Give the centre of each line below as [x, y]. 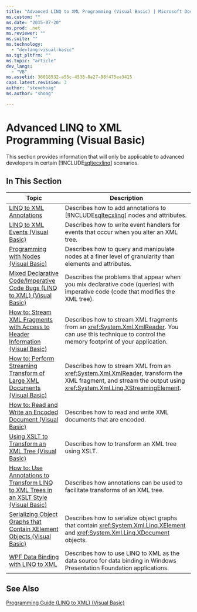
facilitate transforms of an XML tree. [114, 490]
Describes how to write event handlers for [123, 225]
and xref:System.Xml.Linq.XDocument [117, 533]
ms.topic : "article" [31, 61]
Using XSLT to [28, 436]
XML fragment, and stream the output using [125, 380]
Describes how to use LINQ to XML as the [122, 553]
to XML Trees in [31, 490]
